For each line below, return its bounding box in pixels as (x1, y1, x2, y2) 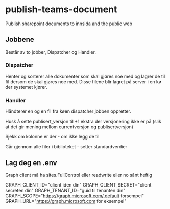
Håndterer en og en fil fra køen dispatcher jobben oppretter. (5, 108, 131, 114)
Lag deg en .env (5, 158, 57, 167)
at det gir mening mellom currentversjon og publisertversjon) (5, 124, 134, 130)
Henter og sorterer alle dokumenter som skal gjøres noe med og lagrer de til (5, 73, 165, 80)
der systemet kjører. (5, 84, 47, 90)
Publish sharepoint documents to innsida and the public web (5, 20, 133, 27)
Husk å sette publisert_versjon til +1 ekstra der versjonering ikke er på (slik (5, 119, 162, 125)
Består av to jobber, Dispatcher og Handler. (5, 49, 96, 55)
